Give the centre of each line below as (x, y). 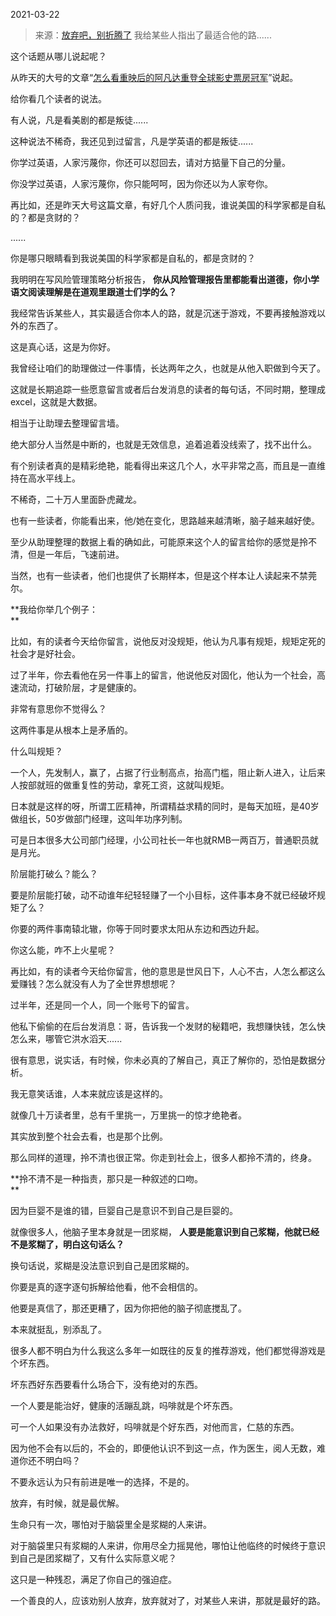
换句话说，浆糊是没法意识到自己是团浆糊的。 (102, 1265)
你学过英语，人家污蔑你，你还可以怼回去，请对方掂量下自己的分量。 (150, 162)
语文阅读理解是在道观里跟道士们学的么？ (93, 292)
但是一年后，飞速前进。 (76, 554)
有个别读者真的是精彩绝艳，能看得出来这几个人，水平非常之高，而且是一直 (163, 465)
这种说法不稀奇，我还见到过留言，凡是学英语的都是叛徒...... (132, 141)
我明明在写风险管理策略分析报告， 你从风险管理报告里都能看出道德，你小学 (165, 279)
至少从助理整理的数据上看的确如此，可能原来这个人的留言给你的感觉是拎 (159, 542)
